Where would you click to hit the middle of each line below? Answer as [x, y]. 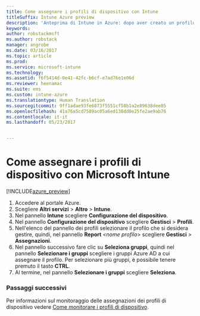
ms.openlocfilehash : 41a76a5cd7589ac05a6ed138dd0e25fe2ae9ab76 [86, 111]
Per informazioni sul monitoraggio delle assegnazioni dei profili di [86, 301]
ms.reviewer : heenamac [34, 84]
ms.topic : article [29, 56]
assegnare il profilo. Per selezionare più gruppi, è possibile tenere [95, 260]
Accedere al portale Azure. [48, 203]
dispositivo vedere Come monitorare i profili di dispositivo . [77, 307]
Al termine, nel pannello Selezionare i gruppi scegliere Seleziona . [96, 273]
